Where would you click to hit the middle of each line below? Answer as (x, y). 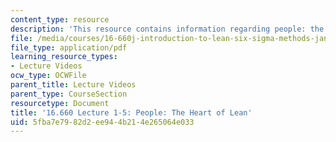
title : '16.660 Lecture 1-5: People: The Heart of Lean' (131, 112)
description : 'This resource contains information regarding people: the (167, 29)
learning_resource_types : (64, 57)
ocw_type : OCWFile (48, 76)
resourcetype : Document (60, 103)
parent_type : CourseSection (69, 94)
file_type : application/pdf (69, 47)
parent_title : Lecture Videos (73, 85)
